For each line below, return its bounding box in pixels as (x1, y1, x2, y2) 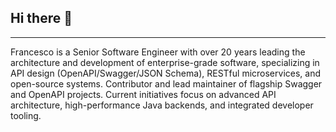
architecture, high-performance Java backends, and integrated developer (10, 99, 314, 111)
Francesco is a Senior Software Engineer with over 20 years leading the (10, 46, 306, 58)
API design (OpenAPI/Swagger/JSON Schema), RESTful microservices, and (10, 67, 321, 79)
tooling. (10, 109, 42, 121)
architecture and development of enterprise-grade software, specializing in (10, 56, 320, 68)
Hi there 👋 (10, 10, 73, 27)
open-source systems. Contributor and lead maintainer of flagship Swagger (10, 77, 323, 90)
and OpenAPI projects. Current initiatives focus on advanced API (10, 88, 277, 100)
